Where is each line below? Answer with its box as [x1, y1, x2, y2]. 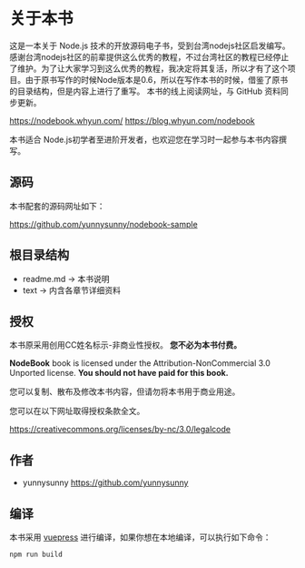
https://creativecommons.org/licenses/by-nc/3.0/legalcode [9, 424, 231, 435]
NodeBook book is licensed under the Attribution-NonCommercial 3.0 [9, 358, 271, 369]
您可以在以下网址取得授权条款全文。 [9, 406, 145, 417]
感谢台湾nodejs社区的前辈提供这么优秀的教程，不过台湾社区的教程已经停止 [9, 51, 290, 62]
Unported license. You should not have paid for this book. [9, 368, 229, 379]
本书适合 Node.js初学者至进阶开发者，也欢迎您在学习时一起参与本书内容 [9, 134, 280, 145]
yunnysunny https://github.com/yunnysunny [22, 477, 189, 488]
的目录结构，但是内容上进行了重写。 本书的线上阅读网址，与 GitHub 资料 [9, 86, 281, 96]
